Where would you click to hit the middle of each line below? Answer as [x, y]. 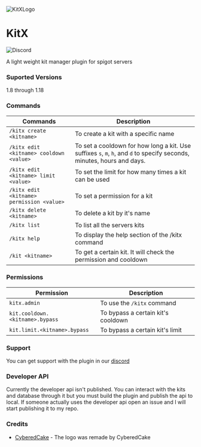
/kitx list [25, 225]
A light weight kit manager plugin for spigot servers [69, 61]
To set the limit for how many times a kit [130, 172]
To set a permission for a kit [114, 196]
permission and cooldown [111, 259]
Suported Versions [34, 77]
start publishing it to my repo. [42, 409]
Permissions [25, 277]
